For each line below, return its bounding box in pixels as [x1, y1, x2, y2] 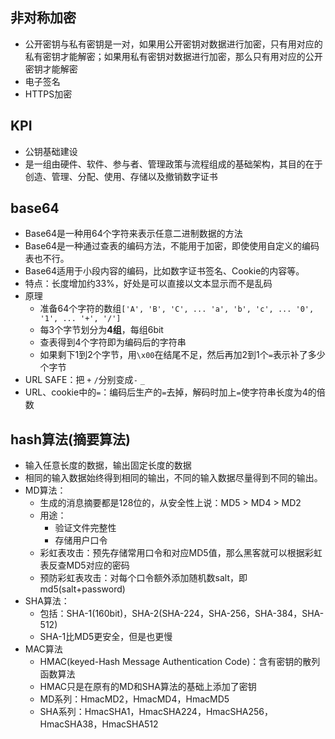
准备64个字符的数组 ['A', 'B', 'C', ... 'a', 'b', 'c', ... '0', [39, 303, 315, 315]
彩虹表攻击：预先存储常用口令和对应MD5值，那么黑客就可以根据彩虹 [39, 547, 323, 559]
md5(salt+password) [39, 583, 126, 595]
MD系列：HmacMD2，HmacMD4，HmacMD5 [39, 693, 230, 705]
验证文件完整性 [54, 522, 117, 534]
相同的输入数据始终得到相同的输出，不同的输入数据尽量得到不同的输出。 [24, 472, 323, 484]
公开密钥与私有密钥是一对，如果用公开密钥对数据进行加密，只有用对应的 [24, 38, 323, 50]
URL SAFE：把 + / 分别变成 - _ [24, 374, 145, 386]
